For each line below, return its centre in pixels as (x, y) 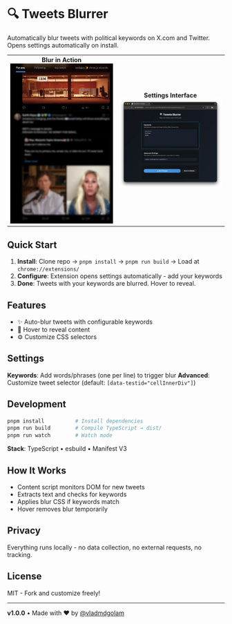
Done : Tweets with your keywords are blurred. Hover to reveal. (106, 284)
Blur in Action (61, 59)
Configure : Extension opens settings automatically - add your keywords (120, 276)
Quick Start (32, 245)
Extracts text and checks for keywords (72, 494)
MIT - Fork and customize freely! (54, 593)
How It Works (37, 470)
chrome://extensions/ (48, 270)
